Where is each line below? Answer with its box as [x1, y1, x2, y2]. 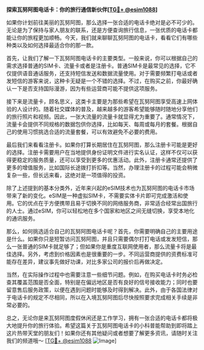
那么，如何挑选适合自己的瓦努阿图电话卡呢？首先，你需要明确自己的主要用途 [6, 228, 198, 235]
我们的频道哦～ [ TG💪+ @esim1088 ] [6, 337, 117, 344]
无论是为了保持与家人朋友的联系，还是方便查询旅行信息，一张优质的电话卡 [6, 27, 192, 33]
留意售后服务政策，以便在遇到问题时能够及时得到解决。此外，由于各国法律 [6, 286, 192, 293]
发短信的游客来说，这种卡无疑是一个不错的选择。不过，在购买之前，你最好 [6, 77, 192, 84]
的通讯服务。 [6, 215, 38, 222]
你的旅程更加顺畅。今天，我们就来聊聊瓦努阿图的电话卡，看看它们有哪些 [16, 34, 198, 41]
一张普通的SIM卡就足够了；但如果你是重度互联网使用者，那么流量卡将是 [11, 243, 192, 250]
